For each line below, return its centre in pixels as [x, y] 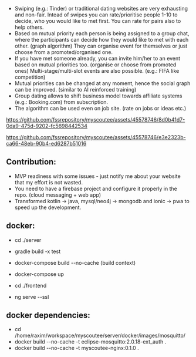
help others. [29, 27]
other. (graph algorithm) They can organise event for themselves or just [101, 46]
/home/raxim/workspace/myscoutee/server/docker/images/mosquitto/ [100, 336]
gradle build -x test [37, 251]
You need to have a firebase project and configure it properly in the [96, 188]
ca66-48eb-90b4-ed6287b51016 [46, 144]
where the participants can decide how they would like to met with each [102, 40]
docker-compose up [39, 274]
